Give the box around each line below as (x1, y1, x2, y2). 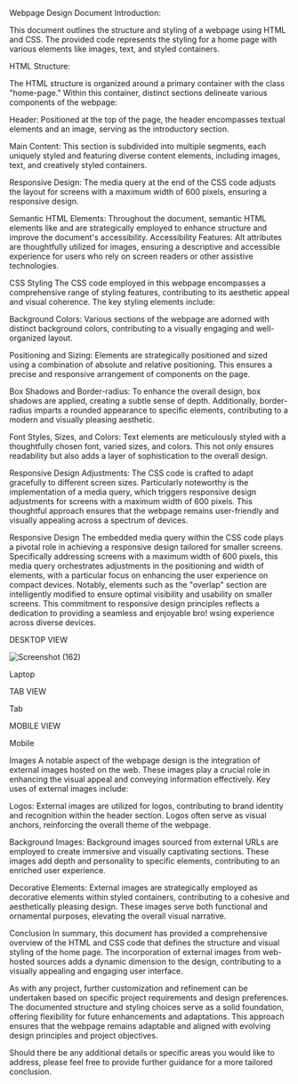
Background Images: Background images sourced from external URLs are (9, 837, 279, 847)
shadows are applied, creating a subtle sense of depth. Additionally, (9, 396, 258, 405)
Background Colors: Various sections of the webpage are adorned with (9, 314, 270, 324)
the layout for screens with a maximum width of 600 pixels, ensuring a (9, 187, 267, 197)
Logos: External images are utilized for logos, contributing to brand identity (9, 800, 284, 811)
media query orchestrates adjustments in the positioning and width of (9, 560, 264, 571)
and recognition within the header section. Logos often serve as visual (9, 810, 267, 821)
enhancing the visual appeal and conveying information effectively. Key (9, 774, 270, 784)
